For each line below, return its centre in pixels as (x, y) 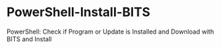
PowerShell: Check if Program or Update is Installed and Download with (110, 31)
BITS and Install (29, 38)
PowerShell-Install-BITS (78, 12)
